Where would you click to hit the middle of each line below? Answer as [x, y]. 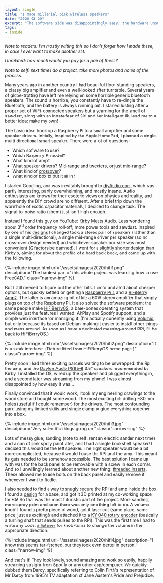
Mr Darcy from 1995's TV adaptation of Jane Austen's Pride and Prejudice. [80, 575]
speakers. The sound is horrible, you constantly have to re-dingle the [74, 100]
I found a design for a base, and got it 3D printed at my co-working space [78, 494]
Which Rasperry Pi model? [39, 155]
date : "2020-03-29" [25, 19]
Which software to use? [36, 150]
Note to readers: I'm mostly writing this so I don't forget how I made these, [80, 46]
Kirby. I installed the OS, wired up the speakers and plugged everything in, [79, 373]
